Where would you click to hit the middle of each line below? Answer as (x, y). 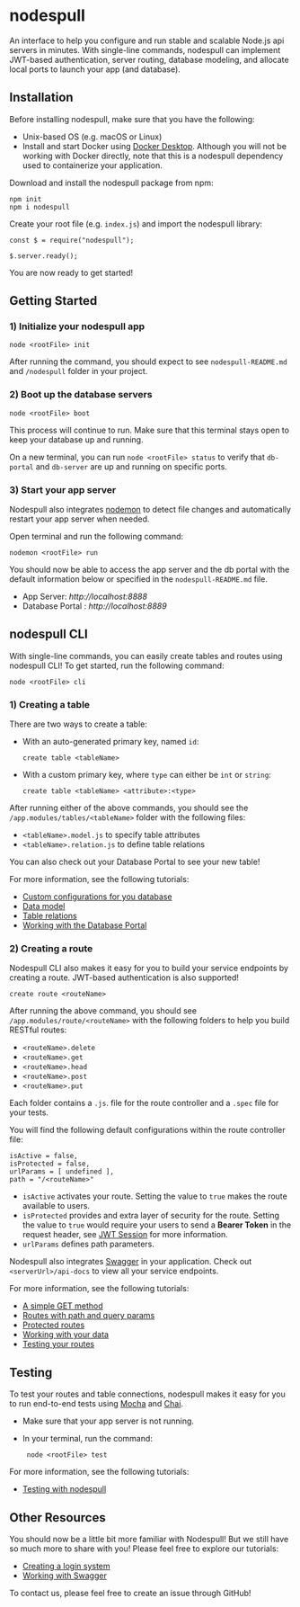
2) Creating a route (51, 949)
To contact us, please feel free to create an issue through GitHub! (130, 1594)
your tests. (29, 1112)
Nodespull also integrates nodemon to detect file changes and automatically (150, 510)
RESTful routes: (38, 1030)
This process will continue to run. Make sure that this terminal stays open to (150, 430)
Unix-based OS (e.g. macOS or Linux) (92, 137)
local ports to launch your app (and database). (95, 69)
